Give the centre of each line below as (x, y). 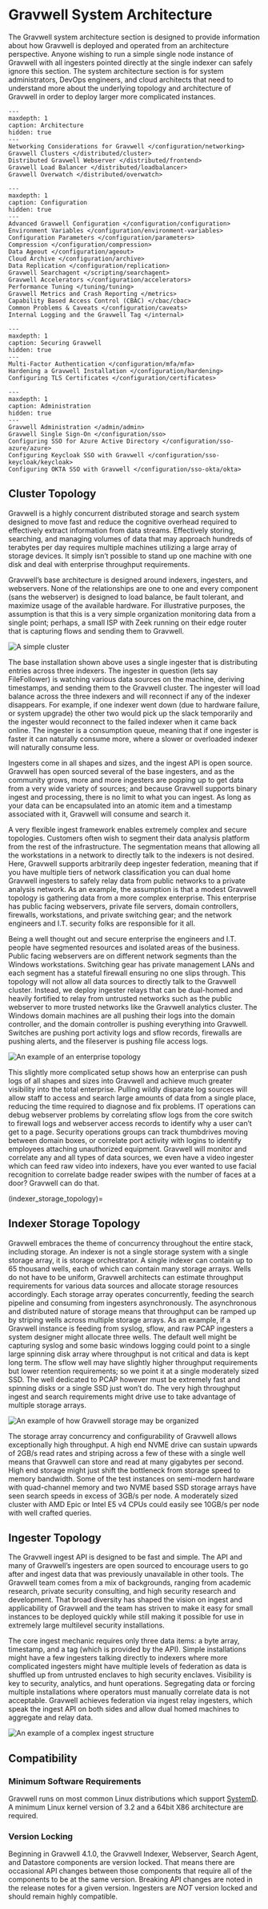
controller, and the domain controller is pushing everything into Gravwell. (128, 1023)
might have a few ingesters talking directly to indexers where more (118, 1658)
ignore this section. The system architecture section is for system (116, 71)
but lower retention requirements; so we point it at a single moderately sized (134, 1371)
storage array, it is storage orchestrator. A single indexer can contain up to (131, 1260)
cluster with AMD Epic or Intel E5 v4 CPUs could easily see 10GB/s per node (134, 1504)
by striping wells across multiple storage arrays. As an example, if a (119, 1319)
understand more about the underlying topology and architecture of (120, 88)
